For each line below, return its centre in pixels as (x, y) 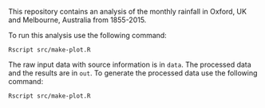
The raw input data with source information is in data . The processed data (130, 64)
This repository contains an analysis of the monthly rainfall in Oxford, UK (128, 12)
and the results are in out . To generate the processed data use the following (133, 73)
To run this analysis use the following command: (88, 35)
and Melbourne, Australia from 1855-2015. (77, 20)
